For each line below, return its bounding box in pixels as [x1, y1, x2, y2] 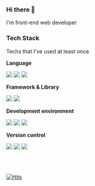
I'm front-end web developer [6, 19, 77, 26]
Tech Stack [6, 34, 40, 43]
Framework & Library [6, 83, 60, 91]
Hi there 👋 [6, 5, 36, 14]
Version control [6, 131, 46, 139]
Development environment [6, 107, 74, 115]
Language [6, 59, 32, 67]
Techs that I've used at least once [6, 47, 90, 55]
